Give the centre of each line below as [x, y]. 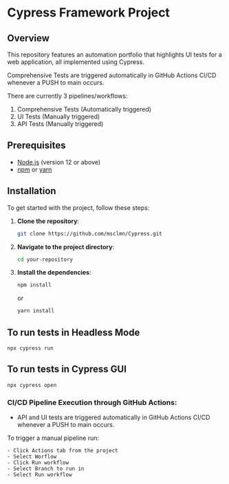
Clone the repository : [48, 221]
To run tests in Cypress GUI [67, 369]
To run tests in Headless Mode [74, 332]
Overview [29, 38]
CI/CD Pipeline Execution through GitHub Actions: [92, 402]
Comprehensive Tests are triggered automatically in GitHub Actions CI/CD [112, 75]
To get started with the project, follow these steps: [78, 207]
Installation [32, 191]
